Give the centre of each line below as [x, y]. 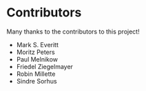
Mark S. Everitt [38, 44]
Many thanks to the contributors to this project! [73, 31]
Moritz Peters [36, 52]
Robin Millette [36, 74]
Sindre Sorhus [36, 81]
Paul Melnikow [37, 59]
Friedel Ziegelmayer [45, 66]
